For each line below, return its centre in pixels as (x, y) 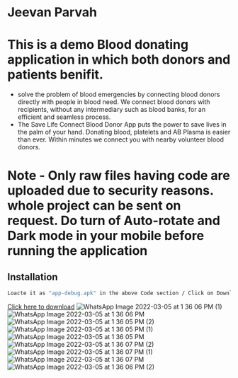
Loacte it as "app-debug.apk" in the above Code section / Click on (110, 293)
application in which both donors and (119, 60)
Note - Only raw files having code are (119, 176)
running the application (78, 251)
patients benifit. (56, 75)
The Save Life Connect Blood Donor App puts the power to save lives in (122, 125)
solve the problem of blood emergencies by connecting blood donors (119, 94)
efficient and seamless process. (64, 117)
